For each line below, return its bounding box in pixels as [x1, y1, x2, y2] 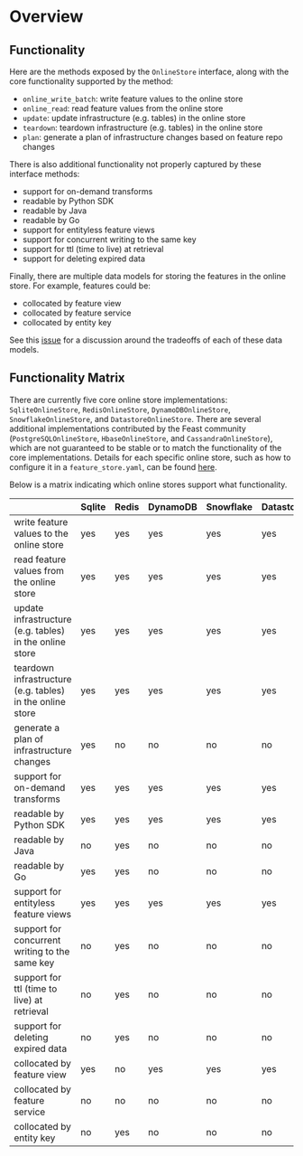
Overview [9, 6, 84, 27]
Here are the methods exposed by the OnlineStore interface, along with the [9, 66, 289, 77]
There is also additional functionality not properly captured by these [9, 159, 262, 169]
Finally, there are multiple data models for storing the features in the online [9, 271, 287, 281]
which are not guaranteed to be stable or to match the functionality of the [9, 442, 282, 453]
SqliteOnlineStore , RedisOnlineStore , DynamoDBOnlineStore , [9, 404, 232, 415]
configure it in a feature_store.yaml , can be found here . [9, 461, 218, 472]
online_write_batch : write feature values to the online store [22, 93, 243, 104]
